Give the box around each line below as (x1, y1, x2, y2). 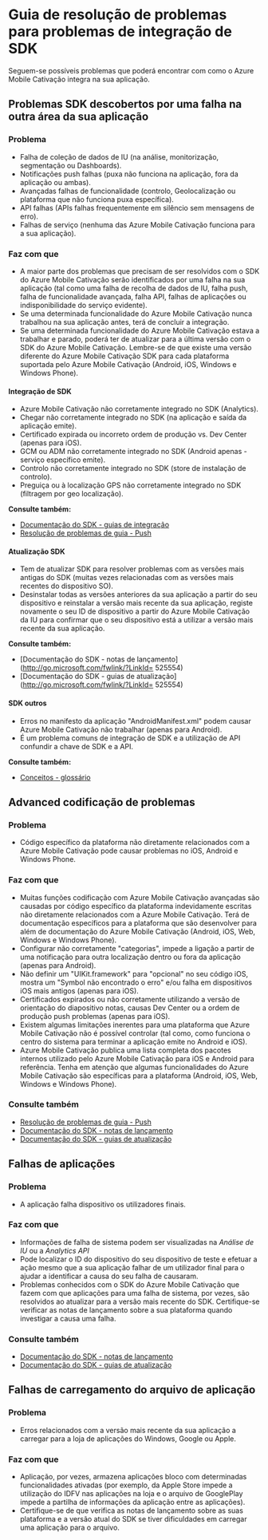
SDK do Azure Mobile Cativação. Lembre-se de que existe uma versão (19, 342, 253, 352)
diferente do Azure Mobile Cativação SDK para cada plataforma (19, 351, 230, 361)
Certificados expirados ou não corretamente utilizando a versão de (19, 994, 241, 1004)
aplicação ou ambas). (19, 177, 92, 187)
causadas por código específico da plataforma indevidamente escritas (19, 901, 252, 910)
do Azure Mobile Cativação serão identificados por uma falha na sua (19, 274, 246, 284)
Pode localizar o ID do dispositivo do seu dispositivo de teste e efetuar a (19, 1254, 258, 1264)
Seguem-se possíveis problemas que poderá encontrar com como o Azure (8, 65, 254, 75)
